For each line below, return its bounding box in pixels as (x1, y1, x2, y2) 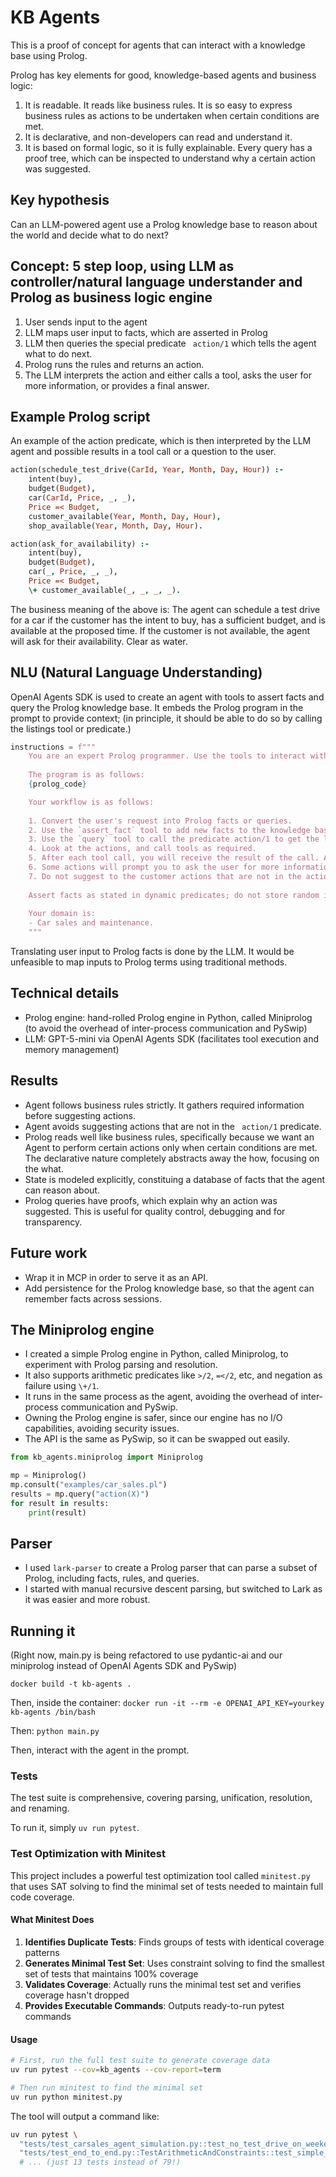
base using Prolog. (10, 49, 88, 61)
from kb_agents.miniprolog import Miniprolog (10, 1452, 203, 1463)
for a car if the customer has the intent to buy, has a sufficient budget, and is (10, 614, 326, 626)
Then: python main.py (10, 1725, 100, 1737)
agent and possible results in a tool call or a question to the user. (10, 446, 277, 458)
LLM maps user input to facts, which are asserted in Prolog (24, 326, 268, 338)
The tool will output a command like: (10, 2110, 160, 2122)
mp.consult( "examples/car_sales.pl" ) (10, 1480, 168, 1490)
